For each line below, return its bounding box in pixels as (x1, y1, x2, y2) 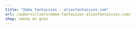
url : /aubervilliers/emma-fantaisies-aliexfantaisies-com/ (5, 12, 131, 17)
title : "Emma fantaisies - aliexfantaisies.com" (5, 7, 109, 12)
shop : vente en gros (5, 16, 49, 21)
